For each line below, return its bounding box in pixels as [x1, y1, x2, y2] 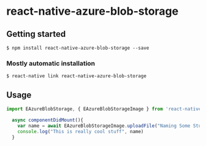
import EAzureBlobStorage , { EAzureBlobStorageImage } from [6, 106, 164, 112]
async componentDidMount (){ [12, 117, 84, 123]
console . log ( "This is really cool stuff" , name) [17, 128, 144, 134]
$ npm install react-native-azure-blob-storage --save [6, 45, 150, 51]
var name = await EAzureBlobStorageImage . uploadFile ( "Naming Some [17, 123, 191, 129]
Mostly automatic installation [6, 59, 96, 67]
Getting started [6, 29, 66, 39]
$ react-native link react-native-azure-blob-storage [6, 73, 147, 79]
